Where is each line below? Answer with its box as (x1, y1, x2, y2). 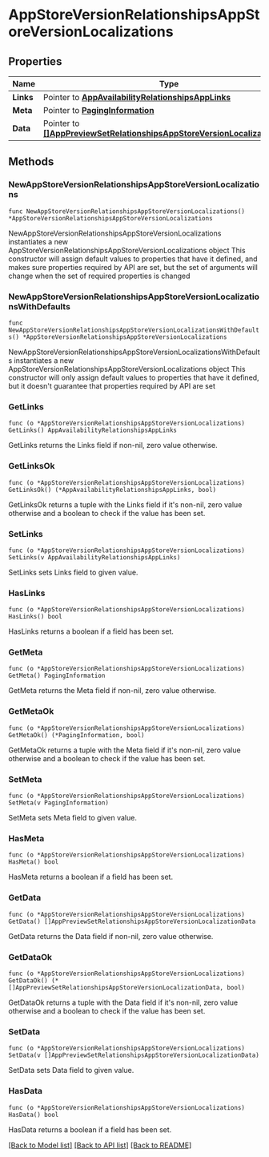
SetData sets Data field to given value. (8, 1066, 134, 1075)
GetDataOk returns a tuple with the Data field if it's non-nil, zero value (8, 998, 239, 1007)
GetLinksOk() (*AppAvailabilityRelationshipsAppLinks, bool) (8, 486, 217, 494)
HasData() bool (8, 1111, 59, 1119)
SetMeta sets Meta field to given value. (8, 813, 138, 823)
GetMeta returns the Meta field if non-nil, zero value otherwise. (8, 686, 217, 695)
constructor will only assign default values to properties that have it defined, (8, 373, 259, 382)
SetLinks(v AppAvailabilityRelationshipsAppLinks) (8, 553, 181, 562)
